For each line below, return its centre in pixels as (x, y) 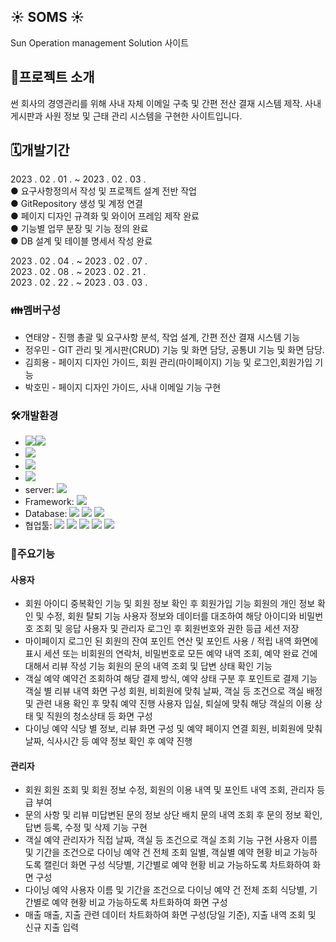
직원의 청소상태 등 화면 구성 (99, 716)
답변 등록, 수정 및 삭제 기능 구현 (86, 827)
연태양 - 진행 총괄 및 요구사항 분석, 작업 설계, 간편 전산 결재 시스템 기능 (162, 337)
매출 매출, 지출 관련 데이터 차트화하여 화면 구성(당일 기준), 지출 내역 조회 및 (170, 915)
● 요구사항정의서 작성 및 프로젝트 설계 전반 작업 (103, 191)
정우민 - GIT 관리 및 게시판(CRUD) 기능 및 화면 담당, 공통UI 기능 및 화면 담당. (174, 349)
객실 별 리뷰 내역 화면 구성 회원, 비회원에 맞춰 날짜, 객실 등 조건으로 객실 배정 (173, 691)
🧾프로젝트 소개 (52, 77)
